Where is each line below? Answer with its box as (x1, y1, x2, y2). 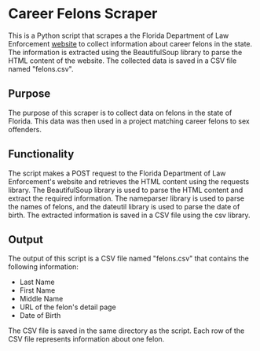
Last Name (19, 277, 55, 287)
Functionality (8, 147, 75, 161)
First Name (19, 286, 56, 295)
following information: (8, 262, 79, 272)
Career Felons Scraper (8, 5, 158, 23)
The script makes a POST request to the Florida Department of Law (8, 168, 226, 178)
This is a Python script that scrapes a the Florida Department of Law (8, 31, 229, 40)
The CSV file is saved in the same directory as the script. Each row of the (8, 326, 245, 335)
